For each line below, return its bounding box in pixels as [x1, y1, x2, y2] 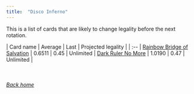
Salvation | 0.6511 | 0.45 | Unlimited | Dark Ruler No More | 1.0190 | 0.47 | [6, 49, 185, 57]
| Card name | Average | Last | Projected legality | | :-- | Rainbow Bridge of [6, 43, 188, 50]
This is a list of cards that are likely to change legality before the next [6, 25, 176, 32]
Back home [6, 81, 35, 89]
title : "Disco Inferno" [6, 8, 68, 15]
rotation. [6, 31, 27, 39]
